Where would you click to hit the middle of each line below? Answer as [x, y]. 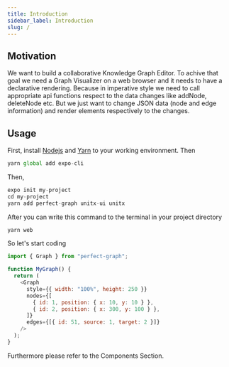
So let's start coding [37, 243]
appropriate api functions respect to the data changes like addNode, [107, 96]
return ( [27, 276]
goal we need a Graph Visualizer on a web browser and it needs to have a [115, 81]
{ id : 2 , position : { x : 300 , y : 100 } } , [96, 309]
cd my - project [28, 196]
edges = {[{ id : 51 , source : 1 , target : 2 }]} [93, 322]
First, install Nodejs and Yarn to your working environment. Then [101, 150]
